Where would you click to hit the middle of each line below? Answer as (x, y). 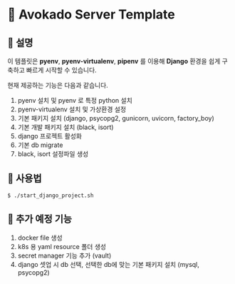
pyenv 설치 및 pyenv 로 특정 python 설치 (75, 100)
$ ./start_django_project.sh (51, 196)
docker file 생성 (40, 238)
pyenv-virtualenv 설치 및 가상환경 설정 (72, 109)
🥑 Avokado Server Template (92, 15)
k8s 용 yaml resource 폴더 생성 (62, 246)
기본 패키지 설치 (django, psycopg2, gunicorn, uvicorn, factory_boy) (116, 118)
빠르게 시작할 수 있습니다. (62, 70)
